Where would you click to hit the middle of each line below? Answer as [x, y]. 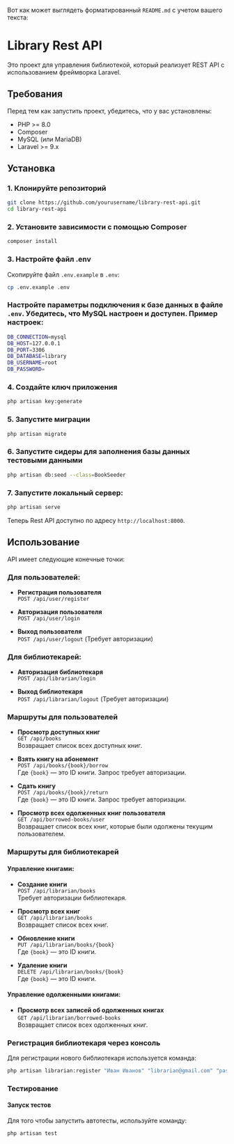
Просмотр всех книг [48, 911]
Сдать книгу [36, 786]
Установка [31, 169]
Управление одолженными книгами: [64, 994]
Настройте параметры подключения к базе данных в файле [115, 305]
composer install [32, 242]
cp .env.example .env [39, 287]
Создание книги [42, 884]
